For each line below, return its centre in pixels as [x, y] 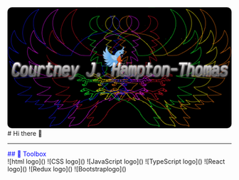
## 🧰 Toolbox [27, 154]
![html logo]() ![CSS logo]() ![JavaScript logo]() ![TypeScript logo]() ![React [116, 161]
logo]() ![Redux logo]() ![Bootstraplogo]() [67, 169]
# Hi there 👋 [25, 133]
